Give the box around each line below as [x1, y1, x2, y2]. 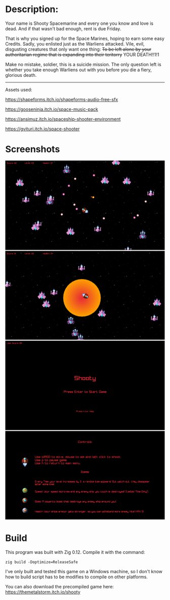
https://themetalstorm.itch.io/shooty [5, 589, 81, 595]
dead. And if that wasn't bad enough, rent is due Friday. [5, 25, 121, 31]
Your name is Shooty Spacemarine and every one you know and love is [5, 20, 153, 26]
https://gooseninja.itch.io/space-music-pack [5, 106, 99, 112]
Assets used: [5, 86, 32, 93]
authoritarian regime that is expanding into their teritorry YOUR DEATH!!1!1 [5, 52, 159, 58]
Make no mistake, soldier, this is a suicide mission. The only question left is [5, 61, 161, 67]
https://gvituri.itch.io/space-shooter [5, 125, 80, 132]
